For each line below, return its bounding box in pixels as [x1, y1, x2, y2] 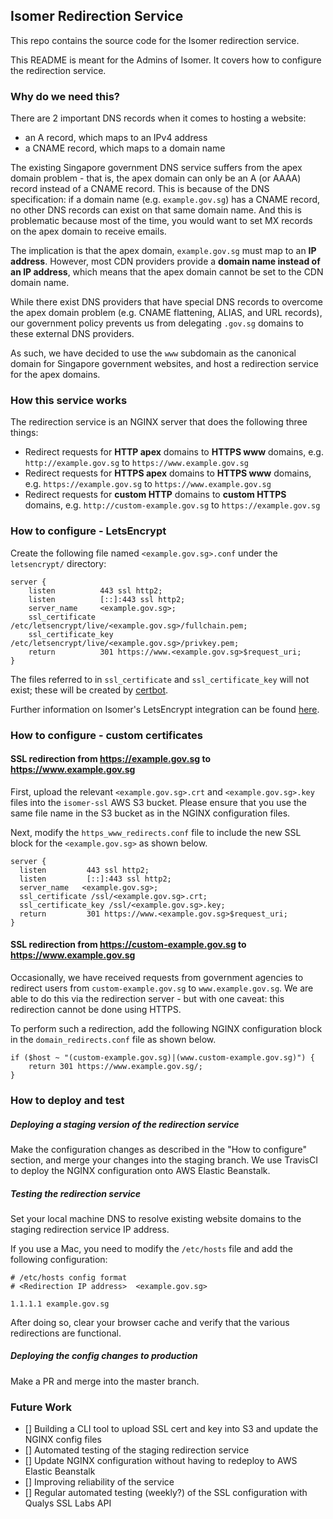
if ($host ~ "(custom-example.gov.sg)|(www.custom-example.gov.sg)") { [10, 1053, 315, 1063]
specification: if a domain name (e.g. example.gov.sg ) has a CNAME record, [10, 194, 321, 206]
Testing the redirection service [10, 1187, 142, 1199]
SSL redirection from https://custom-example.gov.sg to [10, 939, 247, 951]
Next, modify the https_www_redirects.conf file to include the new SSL [10, 826, 302, 838]
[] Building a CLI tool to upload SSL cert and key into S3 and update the [24, 1423, 319, 1435]
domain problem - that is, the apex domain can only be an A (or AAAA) [10, 172, 302, 184]
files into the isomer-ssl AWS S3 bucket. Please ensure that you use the [10, 796, 307, 808]
